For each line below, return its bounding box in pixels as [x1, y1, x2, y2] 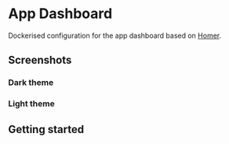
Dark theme [8, 77, 54, 88]
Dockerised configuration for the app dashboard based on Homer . [8, 31, 222, 40]
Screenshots [8, 54, 72, 67]
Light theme [8, 98, 55, 109]
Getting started [8, 123, 85, 136]
